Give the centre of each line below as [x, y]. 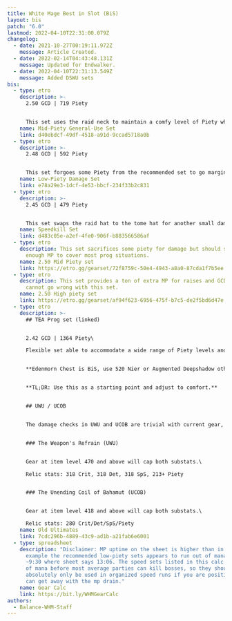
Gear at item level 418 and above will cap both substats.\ [114, 511]
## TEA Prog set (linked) [62, 319]
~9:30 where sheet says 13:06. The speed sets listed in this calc [125, 562]
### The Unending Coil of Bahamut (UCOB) [86, 493]
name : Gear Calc [43, 588]
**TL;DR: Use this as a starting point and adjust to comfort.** [121, 388]
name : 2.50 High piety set [58, 294]
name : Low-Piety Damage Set [60, 179]
